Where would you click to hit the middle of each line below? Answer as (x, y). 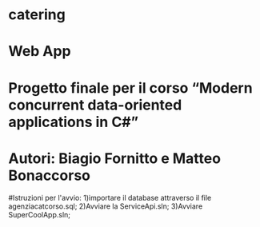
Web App (40, 52)
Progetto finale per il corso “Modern (131, 88)
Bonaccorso (49, 175)
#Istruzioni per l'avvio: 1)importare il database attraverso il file (110, 197)
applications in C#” (73, 122)
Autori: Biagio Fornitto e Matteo (115, 158)
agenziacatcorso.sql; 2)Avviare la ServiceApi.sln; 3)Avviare (106, 206)
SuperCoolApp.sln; (39, 214)
